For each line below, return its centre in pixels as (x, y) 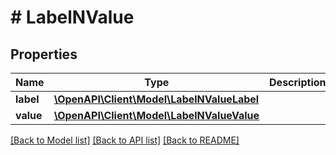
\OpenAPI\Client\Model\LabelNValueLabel (156, 99)
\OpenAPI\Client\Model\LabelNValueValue (156, 115)
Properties (44, 54)
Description (298, 82)
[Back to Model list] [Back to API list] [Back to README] (125, 140)
